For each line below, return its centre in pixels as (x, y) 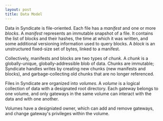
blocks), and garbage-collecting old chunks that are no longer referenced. (80, 74)
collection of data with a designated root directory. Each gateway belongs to (82, 88)
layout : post (18, 10)
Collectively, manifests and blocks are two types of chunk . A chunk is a (77, 58)
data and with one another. (32, 99)
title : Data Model (24, 14)
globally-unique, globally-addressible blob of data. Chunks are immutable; (80, 63)
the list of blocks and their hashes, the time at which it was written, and (77, 38)
